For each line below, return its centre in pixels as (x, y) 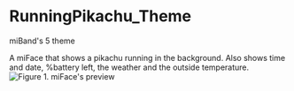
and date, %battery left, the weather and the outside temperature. (129, 67)
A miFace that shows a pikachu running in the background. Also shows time (147, 57)
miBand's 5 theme (42, 41)
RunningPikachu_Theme (101, 16)
